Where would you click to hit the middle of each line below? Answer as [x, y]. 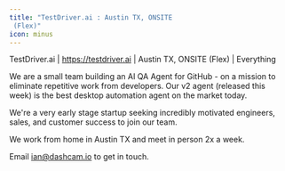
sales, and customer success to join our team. [93, 122]
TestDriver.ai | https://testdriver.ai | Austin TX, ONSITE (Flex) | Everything [143, 60]
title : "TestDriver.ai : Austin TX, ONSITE [91, 17]
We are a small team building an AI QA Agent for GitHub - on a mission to [142, 77]
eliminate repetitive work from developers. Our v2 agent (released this [138, 86]
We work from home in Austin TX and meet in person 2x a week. [127, 140]
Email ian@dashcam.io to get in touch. [79, 157]
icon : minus [31, 34]
